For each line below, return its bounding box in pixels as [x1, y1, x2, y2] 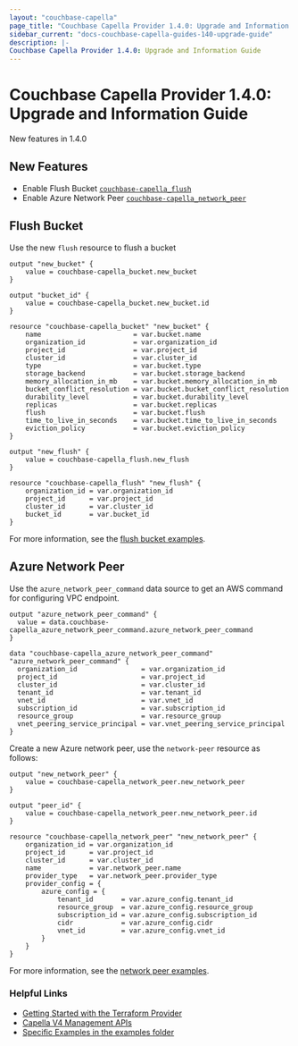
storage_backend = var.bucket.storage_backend [25, 368, 245, 378]
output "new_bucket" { [9, 259, 94, 268]
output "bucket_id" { [9, 291, 90, 299]
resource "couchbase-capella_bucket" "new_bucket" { [9, 322, 210, 331]
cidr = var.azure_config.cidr [56, 918, 214, 927]
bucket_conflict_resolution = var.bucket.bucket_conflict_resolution [25, 384, 290, 393]
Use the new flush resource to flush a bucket [9, 242, 177, 253]
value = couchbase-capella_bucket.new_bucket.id [25, 299, 210, 308]
